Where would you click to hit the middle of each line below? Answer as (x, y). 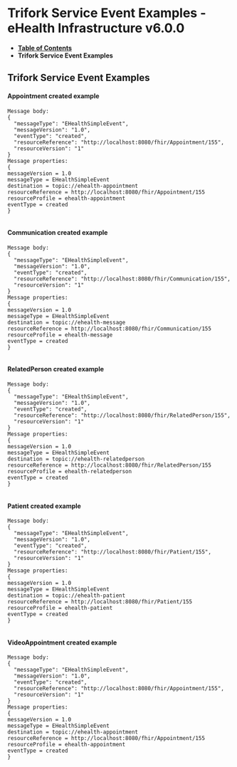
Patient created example (44, 506)
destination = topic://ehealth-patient (67, 596)
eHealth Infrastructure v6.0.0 (96, 28)
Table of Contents (45, 48)
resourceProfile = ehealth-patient (60, 608)
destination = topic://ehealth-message (67, 322)
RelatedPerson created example (56, 369)
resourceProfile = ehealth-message (60, 335)
